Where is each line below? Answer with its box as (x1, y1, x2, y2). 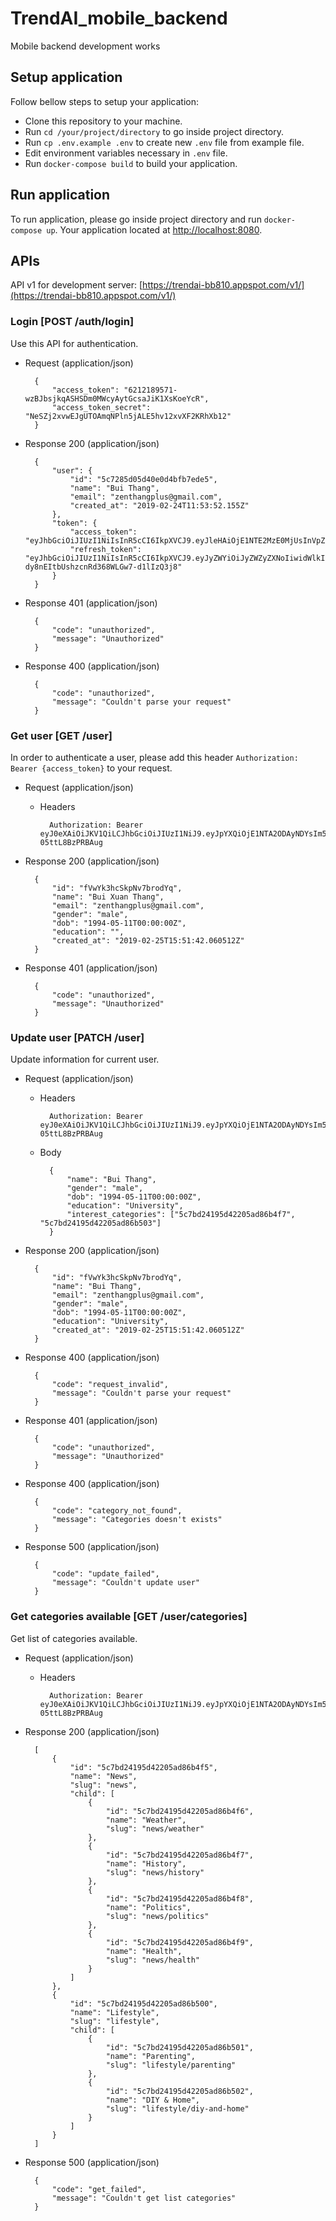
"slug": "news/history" (105, 1867, 205, 1877)
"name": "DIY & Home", (105, 2095, 200, 2105)
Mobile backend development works (10, 40, 161, 52)
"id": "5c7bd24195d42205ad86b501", (105, 2042, 254, 2052)
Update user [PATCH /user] (10, 1030, 145, 1044)
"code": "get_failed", (51, 2184, 147, 2194)
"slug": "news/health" (105, 1955, 200, 1965)
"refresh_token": (69, 544, 142, 554)
